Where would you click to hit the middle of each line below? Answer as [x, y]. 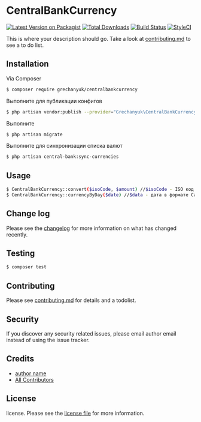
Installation [28, 64]
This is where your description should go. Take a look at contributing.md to [99, 38]
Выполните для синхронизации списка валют [64, 146]
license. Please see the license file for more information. [75, 413]
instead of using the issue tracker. [48, 340]
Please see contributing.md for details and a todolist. [71, 300]
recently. [17, 234]
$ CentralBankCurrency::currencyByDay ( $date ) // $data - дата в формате [97, 195]
